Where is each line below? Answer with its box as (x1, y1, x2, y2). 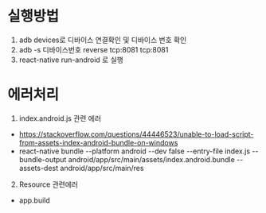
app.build (18, 196, 51, 205)
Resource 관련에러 (18, 180, 79, 189)
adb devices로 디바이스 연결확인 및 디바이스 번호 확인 (18, 35, 187, 45)
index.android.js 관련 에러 (18, 113, 101, 123)
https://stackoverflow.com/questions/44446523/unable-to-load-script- (18, 129, 254, 139)
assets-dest (18, 163, 59, 172)
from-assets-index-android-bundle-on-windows (18, 137, 178, 147)
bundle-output (18, 154, 67, 164)
